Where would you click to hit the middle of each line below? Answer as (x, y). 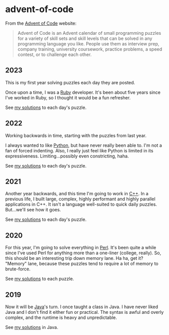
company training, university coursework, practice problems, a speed (90, 49)
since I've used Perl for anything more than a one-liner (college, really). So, (83, 253)
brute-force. (18, 269)
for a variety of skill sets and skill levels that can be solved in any (85, 38)
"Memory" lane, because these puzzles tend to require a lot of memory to (82, 264)
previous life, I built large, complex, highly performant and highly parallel (80, 199)
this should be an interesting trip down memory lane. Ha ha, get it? (74, 258)
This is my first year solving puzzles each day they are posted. (70, 82)
